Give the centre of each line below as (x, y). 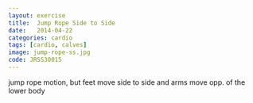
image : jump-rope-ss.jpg (49, 52)
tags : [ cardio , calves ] (48, 45)
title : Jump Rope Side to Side (62, 23)
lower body (27, 90)
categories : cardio (41, 38)
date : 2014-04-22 (41, 30)
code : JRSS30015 (35, 60)
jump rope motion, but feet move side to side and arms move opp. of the (127, 82)
